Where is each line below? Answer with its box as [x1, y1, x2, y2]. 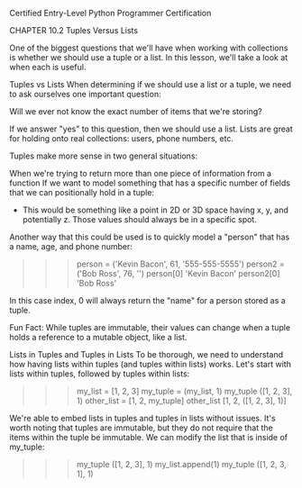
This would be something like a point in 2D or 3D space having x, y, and [22, 204, 288, 215]
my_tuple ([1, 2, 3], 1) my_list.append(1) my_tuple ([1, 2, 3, [76, 459, 287, 469]
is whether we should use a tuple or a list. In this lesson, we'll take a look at [9, 52, 288, 62]
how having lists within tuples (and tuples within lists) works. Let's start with [9, 359, 291, 369]
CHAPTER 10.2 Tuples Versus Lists [9, 25, 138, 35]
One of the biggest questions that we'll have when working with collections [9, 42, 288, 53]
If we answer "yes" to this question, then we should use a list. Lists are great [9, 123, 293, 134]
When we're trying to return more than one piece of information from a [9, 168, 272, 178]
